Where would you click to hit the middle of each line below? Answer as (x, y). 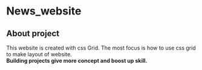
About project (33, 33)
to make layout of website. (39, 54)
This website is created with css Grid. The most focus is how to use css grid (101, 48)
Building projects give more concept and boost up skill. (77, 61)
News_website (44, 11)
